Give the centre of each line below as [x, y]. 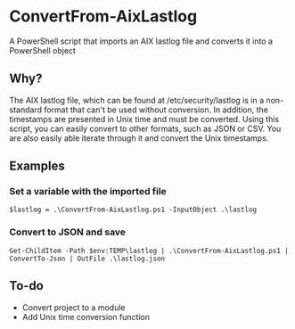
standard [26, 110]
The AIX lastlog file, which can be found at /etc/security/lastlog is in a [137, 100]
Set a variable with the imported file [88, 192]
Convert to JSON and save [68, 232]
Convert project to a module [74, 307]
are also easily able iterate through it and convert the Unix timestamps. [139, 138]
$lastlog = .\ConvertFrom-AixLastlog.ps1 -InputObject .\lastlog [133, 210]
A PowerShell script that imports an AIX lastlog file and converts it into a [141, 41]
